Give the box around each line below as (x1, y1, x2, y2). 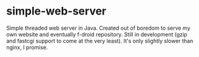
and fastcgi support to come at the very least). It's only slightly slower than (6, 37, 194, 44)
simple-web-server (6, 4, 107, 18)
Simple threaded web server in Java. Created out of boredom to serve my (6, 24, 191, 32)
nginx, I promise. (6, 44, 49, 51)
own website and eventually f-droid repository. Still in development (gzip (6, 30, 187, 38)
